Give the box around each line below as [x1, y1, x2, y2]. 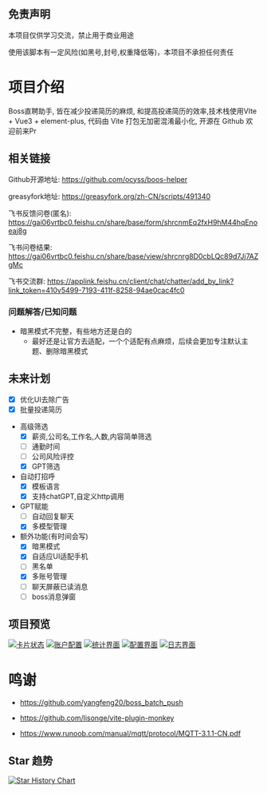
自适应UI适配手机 [31, 552, 88, 561]
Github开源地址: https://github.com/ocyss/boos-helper [8, 174, 188, 184]
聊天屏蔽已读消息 [31, 581, 88, 591]
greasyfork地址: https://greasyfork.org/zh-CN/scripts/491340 [8, 191, 211, 201]
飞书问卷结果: [8, 242, 53, 252]
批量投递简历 [19, 404, 62, 414]
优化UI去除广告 [19, 395, 69, 404]
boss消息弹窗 [31, 592, 77, 601]
